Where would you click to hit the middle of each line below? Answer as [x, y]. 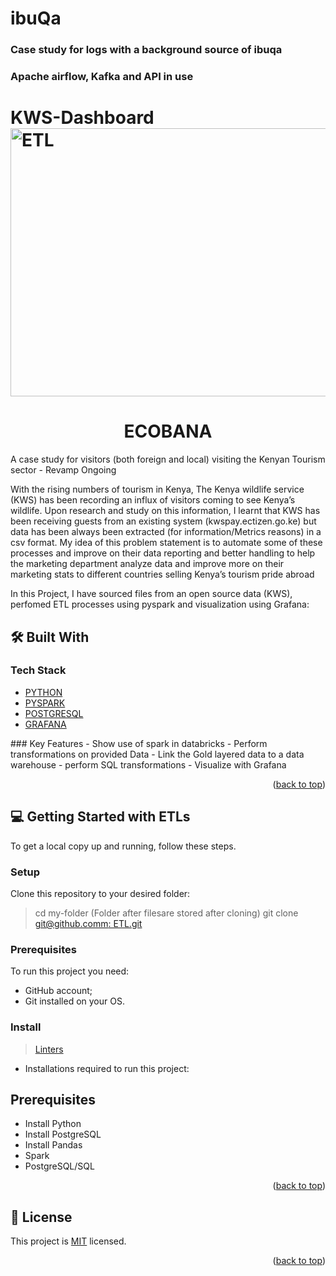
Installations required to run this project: [107, 1068]
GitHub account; [58, 991]
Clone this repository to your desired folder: [100, 893]
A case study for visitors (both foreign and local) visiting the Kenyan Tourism [168, 459]
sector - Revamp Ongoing [63, 470]
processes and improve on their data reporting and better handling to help [163, 553]
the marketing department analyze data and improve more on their [147, 564]
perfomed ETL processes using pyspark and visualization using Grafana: [160, 604]
